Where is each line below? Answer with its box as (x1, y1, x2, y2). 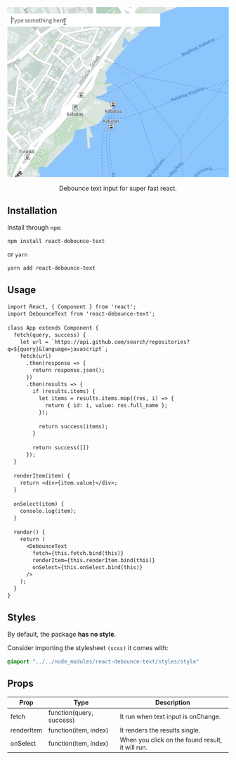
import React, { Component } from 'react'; (7, 304, 137, 311)
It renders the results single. (119, 725, 201, 734)
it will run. (119, 743, 148, 752)
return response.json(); (32, 367, 105, 374)
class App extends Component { (7, 325, 99, 332)
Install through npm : (7, 223, 62, 232)
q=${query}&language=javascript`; (7, 346, 109, 353)
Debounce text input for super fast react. (58, 184, 178, 193)
